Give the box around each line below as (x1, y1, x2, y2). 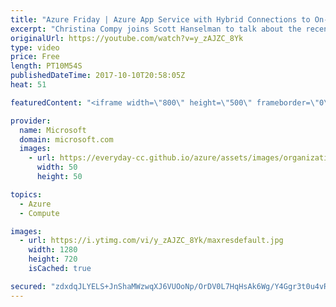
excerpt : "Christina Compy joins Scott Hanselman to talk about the (10, 24, 302, 34)
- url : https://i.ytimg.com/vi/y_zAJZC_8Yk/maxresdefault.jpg (19, 236, 284, 246)
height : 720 (28, 254, 78, 265)
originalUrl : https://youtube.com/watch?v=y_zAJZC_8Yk (10, 33, 244, 43)
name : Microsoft (19, 125, 87, 135)
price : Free (10, 52, 60, 62)
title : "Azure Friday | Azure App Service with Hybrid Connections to (10, 14, 311, 25)
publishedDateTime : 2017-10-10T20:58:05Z (10, 71, 186, 81)
